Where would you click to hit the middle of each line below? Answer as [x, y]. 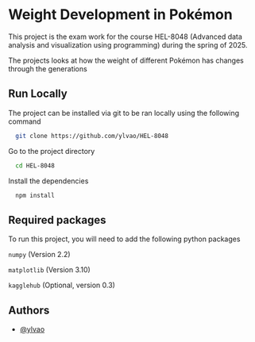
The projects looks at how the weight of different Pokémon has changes [126, 60]
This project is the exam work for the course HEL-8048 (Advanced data [125, 37]
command [25, 121]
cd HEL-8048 [35, 165]
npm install [35, 195]
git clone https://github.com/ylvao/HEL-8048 [92, 136]
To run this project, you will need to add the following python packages [124, 239]
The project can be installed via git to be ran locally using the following [124, 113]
